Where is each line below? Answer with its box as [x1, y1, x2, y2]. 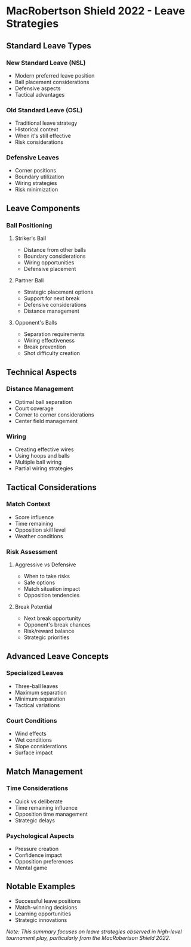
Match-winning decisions [14, 903, 78, 911]
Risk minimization [14, 186, 58, 193]
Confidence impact [14, 852, 63, 859]
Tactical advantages [14, 91, 65, 98]
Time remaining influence [14, 804, 78, 811]
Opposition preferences [14, 858, 73, 865]
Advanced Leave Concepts [6, 651, 109, 661]
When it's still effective [14, 132, 72, 140]
